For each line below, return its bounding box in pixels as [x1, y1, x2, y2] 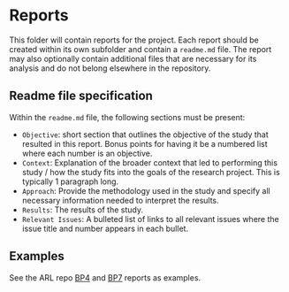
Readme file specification [9, 88, 153, 104]
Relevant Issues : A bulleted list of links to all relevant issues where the [21, 213, 280, 224]
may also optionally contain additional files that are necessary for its [9, 53, 257, 64]
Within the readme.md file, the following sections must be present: [9, 111, 246, 122]
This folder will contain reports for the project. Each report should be [9, 35, 259, 45]
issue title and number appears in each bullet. [21, 223, 188, 234]
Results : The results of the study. [21, 204, 144, 215]
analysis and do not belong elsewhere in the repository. [9, 63, 211, 73]
